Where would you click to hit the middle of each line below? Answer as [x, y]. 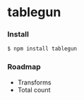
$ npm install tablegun [42, 49]
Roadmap [24, 67]
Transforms [34, 82]
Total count [34, 89]
